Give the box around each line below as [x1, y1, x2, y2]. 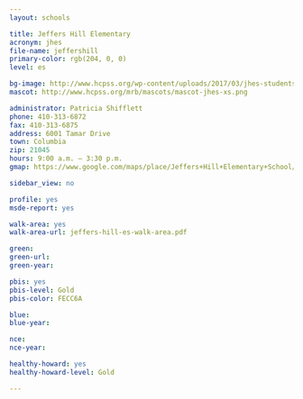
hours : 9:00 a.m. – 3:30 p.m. [9, 154, 124, 163]
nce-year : [9, 343, 47, 352]
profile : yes [9, 195, 59, 204]
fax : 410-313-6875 [9, 121, 78, 130]
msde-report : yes [9, 204, 75, 213]
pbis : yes [9, 277, 47, 286]
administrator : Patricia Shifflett [9, 104, 143, 113]
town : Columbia [9, 137, 67, 147]
